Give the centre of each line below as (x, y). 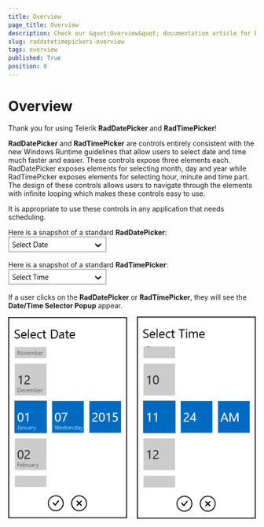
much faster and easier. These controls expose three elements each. (119, 160)
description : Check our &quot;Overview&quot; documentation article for (130, 33)
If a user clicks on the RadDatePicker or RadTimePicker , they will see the (128, 297)
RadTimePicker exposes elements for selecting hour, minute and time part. (129, 176)
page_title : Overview (44, 25)
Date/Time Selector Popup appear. (66, 305)
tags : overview (33, 50)
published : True (35, 58)
